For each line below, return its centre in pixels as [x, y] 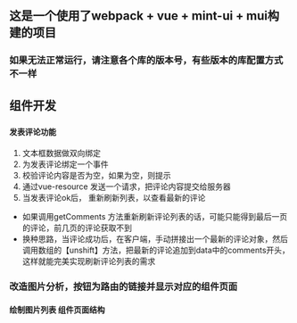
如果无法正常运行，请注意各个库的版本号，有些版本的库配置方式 [146, 61]
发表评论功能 [33, 131]
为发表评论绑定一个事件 [65, 164]
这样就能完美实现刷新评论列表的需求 [89, 261]
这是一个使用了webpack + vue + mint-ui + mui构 [144, 16]
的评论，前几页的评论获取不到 [77, 228]
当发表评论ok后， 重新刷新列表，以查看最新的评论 [114, 198]
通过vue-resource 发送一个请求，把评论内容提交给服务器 [126, 186]
